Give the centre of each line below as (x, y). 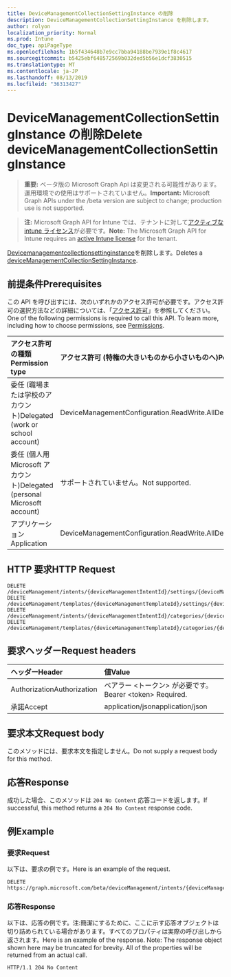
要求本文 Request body (56, 734)
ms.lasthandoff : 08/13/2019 (47, 77)
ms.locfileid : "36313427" (44, 84)
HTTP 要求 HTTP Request (61, 570)
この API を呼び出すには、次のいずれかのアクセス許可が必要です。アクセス (112, 302)
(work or (24, 424)
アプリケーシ (31, 524)
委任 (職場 (27, 385)
